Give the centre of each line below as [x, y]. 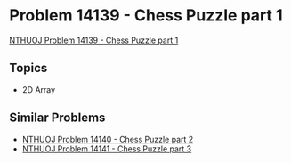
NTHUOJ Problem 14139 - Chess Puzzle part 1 [94, 40]
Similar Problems [57, 118]
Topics [28, 68]
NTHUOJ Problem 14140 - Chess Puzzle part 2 [108, 139]
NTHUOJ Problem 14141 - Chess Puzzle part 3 [107, 149]
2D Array [39, 89]
